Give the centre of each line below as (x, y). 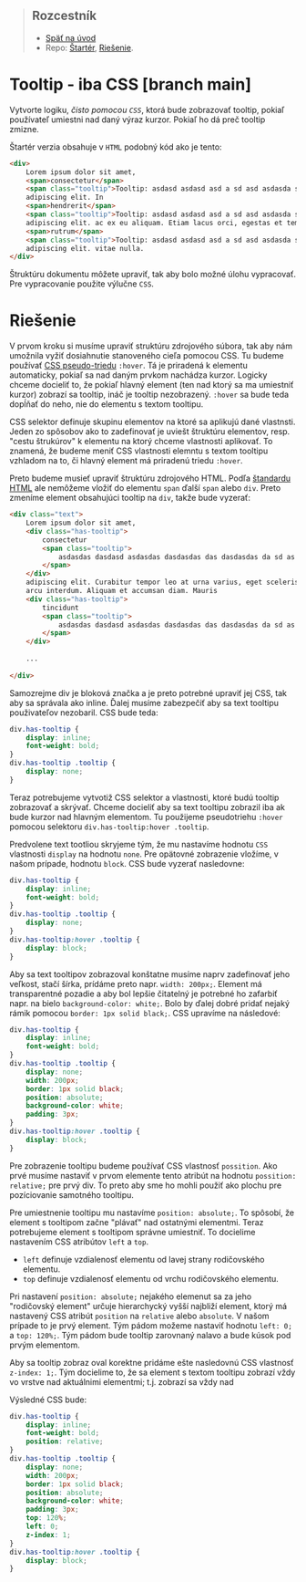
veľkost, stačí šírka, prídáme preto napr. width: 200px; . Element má (136, 984)
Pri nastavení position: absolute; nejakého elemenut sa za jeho (131, 1296)
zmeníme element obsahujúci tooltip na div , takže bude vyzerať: (130, 498)
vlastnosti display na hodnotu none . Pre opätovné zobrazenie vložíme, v (144, 854)
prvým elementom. (45, 1345)
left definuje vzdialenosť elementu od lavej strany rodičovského (143, 1259)
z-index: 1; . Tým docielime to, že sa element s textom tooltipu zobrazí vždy (153, 1372)
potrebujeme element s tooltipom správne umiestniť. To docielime (133, 1232)
